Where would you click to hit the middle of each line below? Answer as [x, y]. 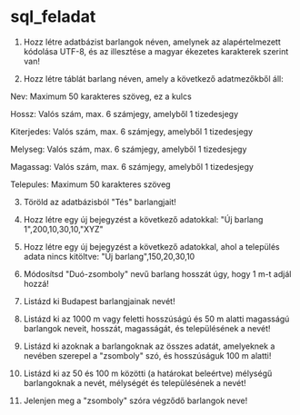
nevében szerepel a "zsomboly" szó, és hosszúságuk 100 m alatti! [147, 355]
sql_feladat [53, 17]
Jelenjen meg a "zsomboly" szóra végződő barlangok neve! [135, 400]
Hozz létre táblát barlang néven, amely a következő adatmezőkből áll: [154, 78]
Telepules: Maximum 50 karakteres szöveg [90, 184]
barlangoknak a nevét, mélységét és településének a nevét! [135, 382]
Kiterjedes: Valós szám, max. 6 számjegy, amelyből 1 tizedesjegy [132, 131]
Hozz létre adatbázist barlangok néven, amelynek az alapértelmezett [152, 42]
